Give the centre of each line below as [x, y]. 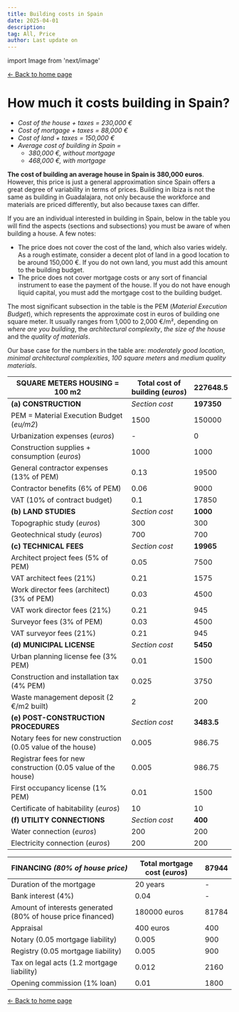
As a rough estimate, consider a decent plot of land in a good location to [123, 255]
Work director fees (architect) [60, 590]
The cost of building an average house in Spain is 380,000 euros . [106, 174]
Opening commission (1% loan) [64, 984]
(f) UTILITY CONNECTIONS [58, 820]
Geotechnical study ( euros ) [57, 535]
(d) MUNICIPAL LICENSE [53, 645]
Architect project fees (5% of [60, 558]
